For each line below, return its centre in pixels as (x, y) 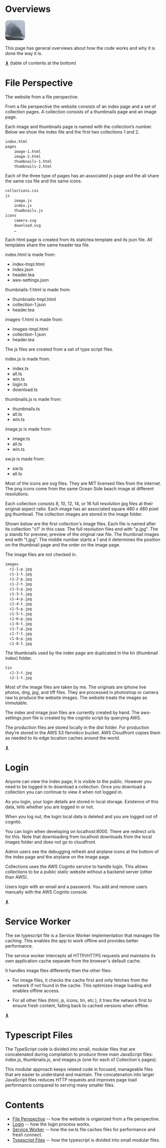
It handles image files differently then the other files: (58, 970)
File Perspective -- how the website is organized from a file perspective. (86, 1119)
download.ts (25, 389)
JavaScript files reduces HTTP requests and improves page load (71, 1079)
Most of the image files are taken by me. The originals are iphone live (76, 687)
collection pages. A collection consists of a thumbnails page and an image (81, 112)
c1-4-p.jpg (21, 599)
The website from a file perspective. (42, 97)
